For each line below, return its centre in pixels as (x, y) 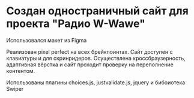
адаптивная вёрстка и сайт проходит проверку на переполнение (90, 65)
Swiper (15, 88)
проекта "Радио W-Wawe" (76, 24)
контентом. (21, 71)
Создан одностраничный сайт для (98, 11)
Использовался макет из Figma (47, 40)
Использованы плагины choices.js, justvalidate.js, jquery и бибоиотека (96, 82)
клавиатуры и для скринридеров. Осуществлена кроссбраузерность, (96, 58)
